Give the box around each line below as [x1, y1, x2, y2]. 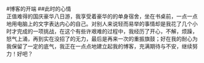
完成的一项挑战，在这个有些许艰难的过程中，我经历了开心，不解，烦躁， [16, 28, 198, 35]
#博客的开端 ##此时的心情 [6, 5, 72, 12]
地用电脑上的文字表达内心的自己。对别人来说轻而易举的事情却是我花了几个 [6, 20, 192, 27]
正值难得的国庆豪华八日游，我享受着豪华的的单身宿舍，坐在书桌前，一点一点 [6, 13, 198, 20]
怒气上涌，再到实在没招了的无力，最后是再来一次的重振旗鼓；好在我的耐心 [6, 35, 192, 42]
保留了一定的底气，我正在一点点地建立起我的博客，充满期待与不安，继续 [11, 43, 192, 50]
